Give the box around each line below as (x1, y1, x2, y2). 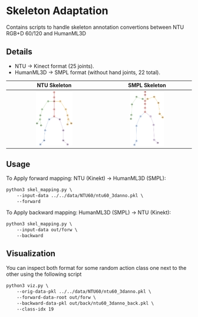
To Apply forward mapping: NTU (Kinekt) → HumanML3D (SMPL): (6, 175, 166, 182)
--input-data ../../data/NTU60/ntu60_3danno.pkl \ (16, 193, 144, 199)
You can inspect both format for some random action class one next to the (6, 264, 187, 271)
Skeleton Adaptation (6, 4, 109, 18)
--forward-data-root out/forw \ (16, 294, 96, 301)
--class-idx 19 (16, 306, 54, 312)
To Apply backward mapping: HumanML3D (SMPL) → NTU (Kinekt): (6, 209, 171, 216)
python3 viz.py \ (6, 282, 49, 289)
